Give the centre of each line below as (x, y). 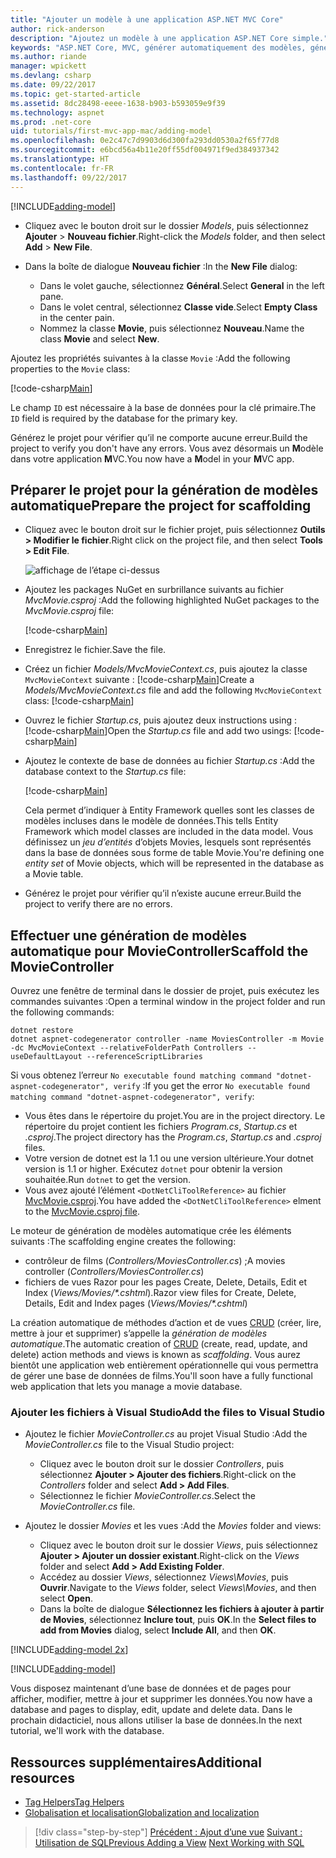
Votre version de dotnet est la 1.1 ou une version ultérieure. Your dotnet (169, 1158)
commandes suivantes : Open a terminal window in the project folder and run (168, 1002)
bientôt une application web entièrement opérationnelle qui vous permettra (164, 1365)
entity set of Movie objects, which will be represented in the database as (174, 863)
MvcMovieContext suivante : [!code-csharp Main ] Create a (139, 680)
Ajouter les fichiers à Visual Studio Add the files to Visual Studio (167, 1413)
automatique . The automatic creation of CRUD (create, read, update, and (159, 1344)
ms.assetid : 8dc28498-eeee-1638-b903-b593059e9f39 (118, 103)
